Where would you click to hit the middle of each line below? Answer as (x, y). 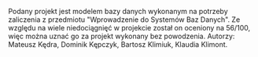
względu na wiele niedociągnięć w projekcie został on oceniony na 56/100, (129, 28)
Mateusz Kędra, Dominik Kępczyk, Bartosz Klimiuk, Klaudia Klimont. (118, 45)
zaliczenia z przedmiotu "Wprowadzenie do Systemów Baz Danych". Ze (124, 20)
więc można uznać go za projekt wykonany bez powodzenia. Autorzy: (122, 36)
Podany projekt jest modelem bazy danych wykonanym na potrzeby (118, 11)
